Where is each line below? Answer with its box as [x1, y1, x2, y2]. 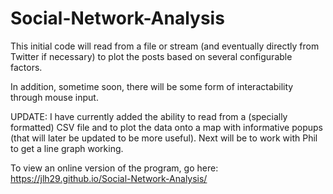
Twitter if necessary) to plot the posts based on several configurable [10, 50, 293, 62]
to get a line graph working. [10, 142, 124, 154]
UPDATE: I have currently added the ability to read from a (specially [10, 110, 288, 122]
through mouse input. [10, 91, 99, 103]
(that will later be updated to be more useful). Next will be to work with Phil [10, 132, 318, 144]
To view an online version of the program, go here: [10, 162, 219, 174]
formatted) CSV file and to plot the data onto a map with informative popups [10, 121, 323, 133]
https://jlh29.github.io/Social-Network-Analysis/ [10, 172, 208, 184]
